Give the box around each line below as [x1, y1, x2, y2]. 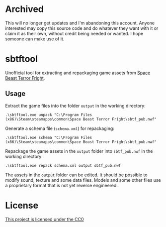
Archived [5, 3, 44, 15]
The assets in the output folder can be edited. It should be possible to [5, 172, 148, 178]
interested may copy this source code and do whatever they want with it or [5, 25, 159, 31]
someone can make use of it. [5, 36, 65, 42]
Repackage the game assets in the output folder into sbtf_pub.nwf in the [5, 148, 153, 154]
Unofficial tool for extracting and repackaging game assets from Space [5, 70, 151, 76]
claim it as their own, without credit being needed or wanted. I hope [5, 30, 144, 36]
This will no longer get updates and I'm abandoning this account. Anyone [5, 20, 155, 26]
